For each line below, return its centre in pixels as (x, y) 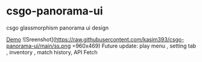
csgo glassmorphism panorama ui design (58, 28)
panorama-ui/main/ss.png (39, 46)
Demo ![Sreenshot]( (31, 39)
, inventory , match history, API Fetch (52, 52)
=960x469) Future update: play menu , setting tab (134, 46)
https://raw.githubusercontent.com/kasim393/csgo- (120, 39)
